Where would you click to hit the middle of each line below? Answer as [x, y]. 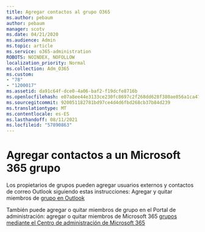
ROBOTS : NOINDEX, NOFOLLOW [41, 57]
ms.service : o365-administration [49, 52]
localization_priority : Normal [46, 63]
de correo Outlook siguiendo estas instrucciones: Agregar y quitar [89, 192]
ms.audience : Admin [31, 40]
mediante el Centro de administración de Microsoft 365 [76, 223]
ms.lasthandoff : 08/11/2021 [42, 119]
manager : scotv [26, 29]
